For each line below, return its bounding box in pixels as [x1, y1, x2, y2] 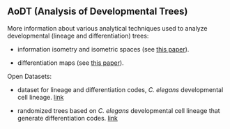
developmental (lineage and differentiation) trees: [7, 31, 149, 40]
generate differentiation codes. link [17, 114, 118, 122]
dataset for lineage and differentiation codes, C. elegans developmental [17, 85, 224, 93]
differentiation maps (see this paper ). [17, 59, 124, 67]
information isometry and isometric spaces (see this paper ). [17, 45, 190, 53]
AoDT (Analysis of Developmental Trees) [7, 6, 188, 17]
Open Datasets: [7, 72, 52, 80]
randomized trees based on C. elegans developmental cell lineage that [17, 106, 221, 114]
